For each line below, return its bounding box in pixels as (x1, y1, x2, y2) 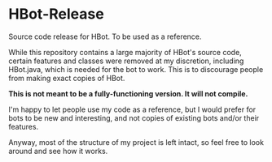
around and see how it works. (8, 146, 108, 156)
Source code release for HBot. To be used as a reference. (8, 32, 202, 41)
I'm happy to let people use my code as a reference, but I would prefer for (8, 104, 257, 114)
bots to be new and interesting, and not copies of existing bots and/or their (8, 113, 260, 122)
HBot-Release (8, 5, 104, 23)
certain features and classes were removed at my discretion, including (8, 56, 244, 66)
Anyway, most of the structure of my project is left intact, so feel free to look (8, 137, 265, 147)
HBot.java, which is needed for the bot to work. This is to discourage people (8, 64, 264, 74)
